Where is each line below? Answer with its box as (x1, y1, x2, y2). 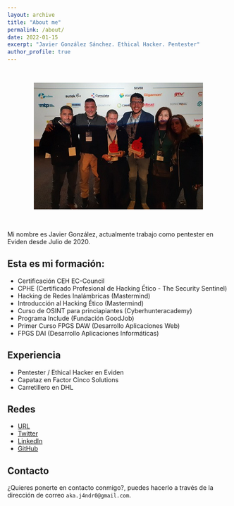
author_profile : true (7, 49, 71, 56)
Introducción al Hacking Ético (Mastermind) (17, 299, 144, 308)
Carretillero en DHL (17, 383, 74, 391)
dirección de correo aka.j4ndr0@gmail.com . (7, 491, 132, 500)
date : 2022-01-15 (7, 34, 58, 41)
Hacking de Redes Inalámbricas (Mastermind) (17, 291, 151, 300)
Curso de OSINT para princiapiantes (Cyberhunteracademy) (17, 306, 192, 315)
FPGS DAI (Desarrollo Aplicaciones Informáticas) (17, 329, 159, 337)
